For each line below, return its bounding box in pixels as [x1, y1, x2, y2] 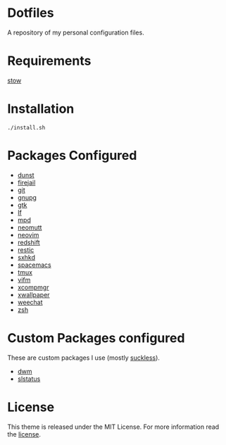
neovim [17, 230, 39, 239]
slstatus [17, 375, 41, 383]
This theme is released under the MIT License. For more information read [7, 422, 220, 431]
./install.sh [7, 124, 46, 131]
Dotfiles [7, 5, 54, 21]
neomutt [17, 223, 42, 232]
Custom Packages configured [7, 330, 185, 346]
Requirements [7, 53, 92, 69]
